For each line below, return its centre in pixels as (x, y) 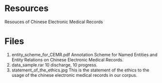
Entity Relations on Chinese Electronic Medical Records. (67, 60)
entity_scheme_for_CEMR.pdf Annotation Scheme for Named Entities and (84, 55)
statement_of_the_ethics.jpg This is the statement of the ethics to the (80, 70)
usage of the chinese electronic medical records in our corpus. (74, 75)
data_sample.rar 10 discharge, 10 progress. (54, 65)
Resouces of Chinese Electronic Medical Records (54, 22)
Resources (27, 8)
